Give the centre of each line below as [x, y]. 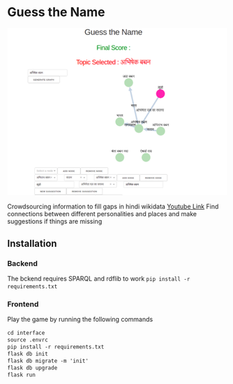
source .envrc [28, 340]
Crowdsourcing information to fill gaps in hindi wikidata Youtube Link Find [113, 206]
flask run [22, 375]
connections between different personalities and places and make [102, 214]
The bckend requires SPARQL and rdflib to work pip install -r [99, 279]
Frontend [23, 304]
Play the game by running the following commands [80, 320]
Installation [32, 243]
